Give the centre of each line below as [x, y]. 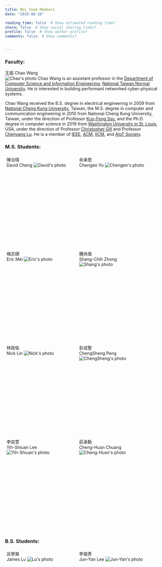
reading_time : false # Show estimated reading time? [60, 23]
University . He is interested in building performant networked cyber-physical [81, 89]
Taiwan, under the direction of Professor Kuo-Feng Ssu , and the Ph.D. [74, 119]
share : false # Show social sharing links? [51, 27]
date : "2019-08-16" [25, 14]
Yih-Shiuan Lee [22, 447]
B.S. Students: [22, 541]
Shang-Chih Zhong [98, 259]
